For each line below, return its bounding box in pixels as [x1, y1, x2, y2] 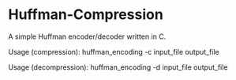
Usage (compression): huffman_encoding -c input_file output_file [8, 47, 219, 56]
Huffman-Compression [8, 6, 163, 24]
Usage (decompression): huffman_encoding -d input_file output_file [8, 62, 228, 72]
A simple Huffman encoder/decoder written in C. [8, 32, 167, 41]
